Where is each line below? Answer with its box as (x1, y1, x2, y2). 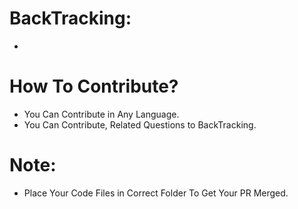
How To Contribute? (9, 75, 179, 98)
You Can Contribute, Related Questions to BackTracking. (23, 118, 257, 131)
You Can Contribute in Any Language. (23, 108, 180, 120)
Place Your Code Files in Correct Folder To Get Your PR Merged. (23, 187, 289, 199)
